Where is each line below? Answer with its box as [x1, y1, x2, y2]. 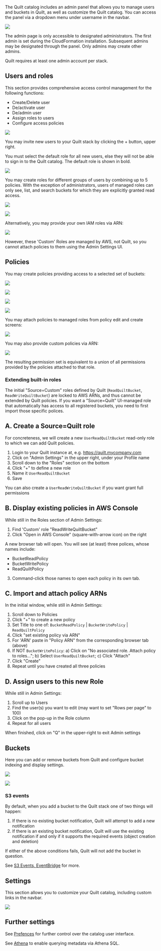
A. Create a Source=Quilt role [5, 422, 95, 430]
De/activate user [12, 105, 45, 110]
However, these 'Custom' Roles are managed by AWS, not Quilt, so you [5, 238, 146, 245]
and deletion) [12, 839, 39, 845]
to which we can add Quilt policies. [5, 440, 75, 446]
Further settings [5, 918, 55, 926]
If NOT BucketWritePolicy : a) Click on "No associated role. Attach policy [12, 648, 156, 653]
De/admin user [12, 109, 42, 116]
